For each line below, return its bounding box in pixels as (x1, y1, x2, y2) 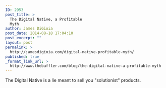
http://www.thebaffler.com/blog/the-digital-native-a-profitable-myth (10, 63, 161, 68)
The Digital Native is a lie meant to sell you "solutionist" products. (5, 77, 141, 83)
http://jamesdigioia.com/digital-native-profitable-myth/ (10, 49, 135, 54)
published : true (5, 54, 39, 59)
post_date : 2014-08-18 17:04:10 (5, 31, 73, 36)
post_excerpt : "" (5, 36, 42, 41)
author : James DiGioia (5, 26, 53, 31)
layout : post (5, 40, 33, 45)
